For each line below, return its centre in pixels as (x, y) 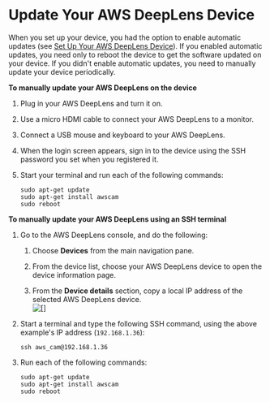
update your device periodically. (62, 71)
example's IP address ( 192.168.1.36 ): (82, 332)
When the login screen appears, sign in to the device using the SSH (133, 150)
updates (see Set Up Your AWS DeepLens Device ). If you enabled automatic (135, 45)
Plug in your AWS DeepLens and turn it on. (92, 103)
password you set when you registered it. (89, 159)
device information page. (74, 274)
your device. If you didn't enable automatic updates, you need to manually (132, 63)
